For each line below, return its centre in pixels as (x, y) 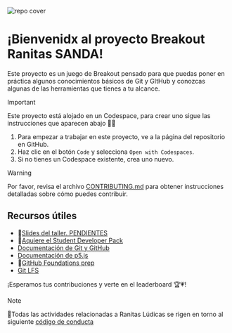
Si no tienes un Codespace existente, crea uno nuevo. (96, 159)
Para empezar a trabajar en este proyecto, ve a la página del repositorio (121, 136)
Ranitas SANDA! (56, 54)
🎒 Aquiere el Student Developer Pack (70, 240)
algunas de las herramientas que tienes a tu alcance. (84, 89)
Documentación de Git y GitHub (64, 248)
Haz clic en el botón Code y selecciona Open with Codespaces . (106, 152)
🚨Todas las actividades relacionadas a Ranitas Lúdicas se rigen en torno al (115, 314)
